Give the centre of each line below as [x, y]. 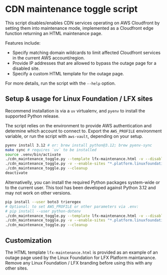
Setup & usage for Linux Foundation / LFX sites [79, 99]
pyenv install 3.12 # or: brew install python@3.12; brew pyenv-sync [79, 145]
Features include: [23, 43]
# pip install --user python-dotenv [43, 211]
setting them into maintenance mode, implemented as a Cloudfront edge [80, 28]
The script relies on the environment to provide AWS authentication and [78, 125]
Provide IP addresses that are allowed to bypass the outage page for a [84, 63]
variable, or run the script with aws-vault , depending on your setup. [74, 136]
